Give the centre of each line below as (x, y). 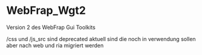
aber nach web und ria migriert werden (55, 45)
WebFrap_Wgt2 (46, 11)
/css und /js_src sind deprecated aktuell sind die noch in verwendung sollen (101, 39)
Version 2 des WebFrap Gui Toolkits (51, 27)
